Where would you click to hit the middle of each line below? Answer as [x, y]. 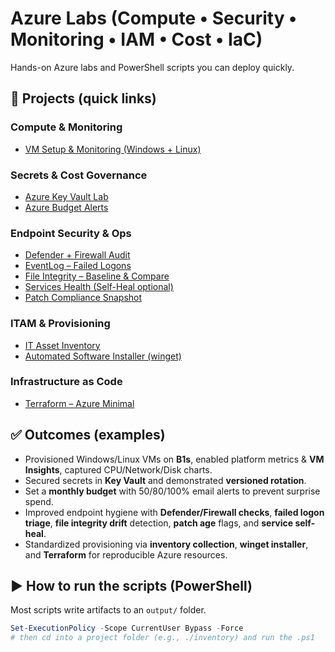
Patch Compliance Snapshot [83, 298]
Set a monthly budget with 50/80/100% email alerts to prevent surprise [172, 491]
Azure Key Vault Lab [66, 196]
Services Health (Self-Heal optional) [99, 287]
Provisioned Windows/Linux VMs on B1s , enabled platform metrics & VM [174, 459]
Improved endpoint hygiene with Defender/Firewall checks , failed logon [174, 512]
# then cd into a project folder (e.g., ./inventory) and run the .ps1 [162, 638]
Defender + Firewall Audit [77, 255]
